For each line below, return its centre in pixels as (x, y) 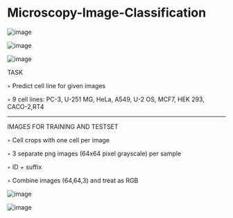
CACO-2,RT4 (26, 106)
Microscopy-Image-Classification (107, 13)
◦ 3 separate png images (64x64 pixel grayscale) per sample (94, 153)
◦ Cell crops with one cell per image (58, 140)
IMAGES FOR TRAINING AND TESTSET (63, 126)
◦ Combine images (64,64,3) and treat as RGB (73, 180)
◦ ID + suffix (25, 167)
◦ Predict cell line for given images (57, 85)
